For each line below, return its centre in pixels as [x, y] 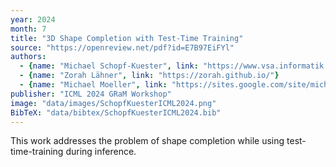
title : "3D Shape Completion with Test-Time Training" [127, 38]
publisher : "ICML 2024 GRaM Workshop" [91, 94]
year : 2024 [33, 19]
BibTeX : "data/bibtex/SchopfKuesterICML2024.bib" [116, 112]
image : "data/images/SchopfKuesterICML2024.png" [113, 103]
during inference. [101, 152]
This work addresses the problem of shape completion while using [147, 141]
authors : [28, 57]
